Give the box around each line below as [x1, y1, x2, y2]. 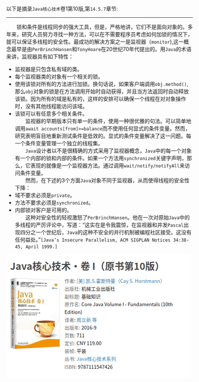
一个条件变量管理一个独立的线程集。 [14, 140, 104, 147]
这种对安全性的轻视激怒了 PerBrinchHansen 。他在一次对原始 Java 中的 [25, 214, 190, 221]
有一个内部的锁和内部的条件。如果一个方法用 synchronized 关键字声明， [14, 155, 187, 161]
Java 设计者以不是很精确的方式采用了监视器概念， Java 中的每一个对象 [25, 147, 192, 154]
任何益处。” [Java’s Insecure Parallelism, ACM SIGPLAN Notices [14, 236, 171, 243]
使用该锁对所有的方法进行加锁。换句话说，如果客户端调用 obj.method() [14, 81, 187, 87]
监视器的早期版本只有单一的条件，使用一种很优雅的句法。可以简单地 [25, 117, 191, 125]
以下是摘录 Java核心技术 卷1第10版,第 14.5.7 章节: [6, 5, 118, 12]
